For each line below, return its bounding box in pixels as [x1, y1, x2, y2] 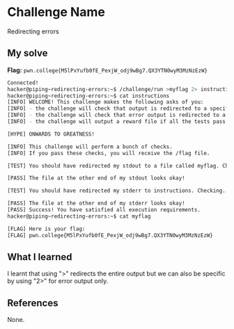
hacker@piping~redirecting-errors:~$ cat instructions [7, 92, 170, 99]
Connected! [7, 79, 39, 86]
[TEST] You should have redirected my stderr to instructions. [7, 187, 195, 195]
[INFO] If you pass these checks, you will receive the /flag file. [7, 150, 210, 157]
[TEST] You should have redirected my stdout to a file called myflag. [7, 162, 219, 169]
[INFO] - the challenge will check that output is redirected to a [7, 105, 208, 112]
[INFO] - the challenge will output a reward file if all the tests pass [7, 118, 226, 125]
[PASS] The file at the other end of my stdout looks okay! [7, 175, 186, 182]
